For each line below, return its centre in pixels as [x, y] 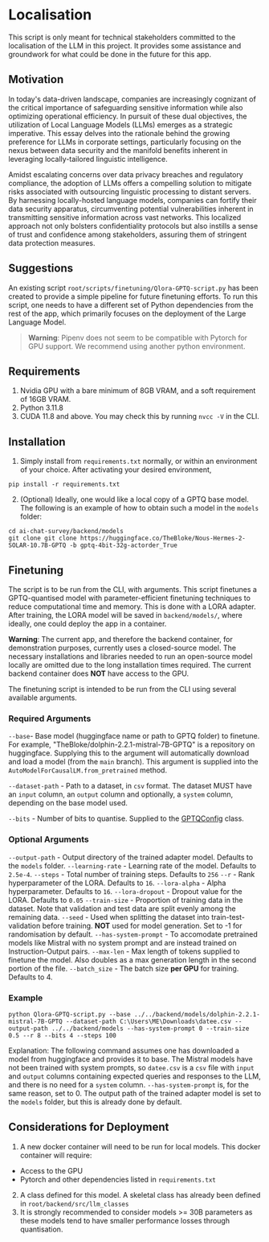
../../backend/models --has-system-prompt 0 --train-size [150, 1029]
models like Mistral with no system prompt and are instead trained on [122, 942]
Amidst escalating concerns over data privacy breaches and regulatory [126, 174]
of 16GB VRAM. [45, 400]
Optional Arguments [49, 839]
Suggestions [41, 269]
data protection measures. [52, 242]
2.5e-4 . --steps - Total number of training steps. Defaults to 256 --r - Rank [132, 874]
